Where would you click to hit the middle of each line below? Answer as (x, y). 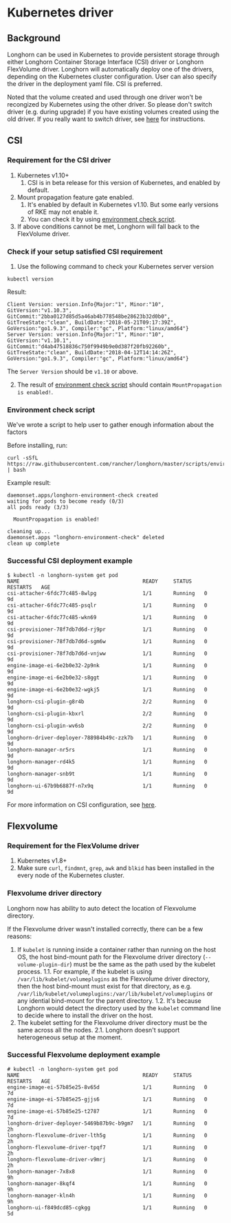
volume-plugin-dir (43, 964)
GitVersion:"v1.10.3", (40, 310)
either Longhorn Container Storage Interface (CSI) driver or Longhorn (106, 62)
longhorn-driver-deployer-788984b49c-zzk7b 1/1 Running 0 (107, 737)
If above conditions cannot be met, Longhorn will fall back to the (108, 226)
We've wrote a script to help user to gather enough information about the (111, 425)
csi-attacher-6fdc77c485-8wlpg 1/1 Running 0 (107, 593)
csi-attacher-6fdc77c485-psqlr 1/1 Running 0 (107, 605)
